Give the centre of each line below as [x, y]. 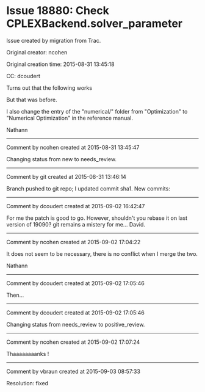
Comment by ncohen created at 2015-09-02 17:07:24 [73, 342]
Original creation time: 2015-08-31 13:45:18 [60, 64]
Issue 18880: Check [58, 11]
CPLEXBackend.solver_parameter [95, 24]
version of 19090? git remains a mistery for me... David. [76, 224]
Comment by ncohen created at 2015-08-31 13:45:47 [73, 147]
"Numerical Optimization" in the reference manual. [70, 118]
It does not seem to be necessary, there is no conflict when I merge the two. [102, 253]
